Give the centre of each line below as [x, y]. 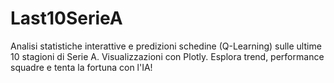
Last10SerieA [66, 18]
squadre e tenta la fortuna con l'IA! [81, 67]
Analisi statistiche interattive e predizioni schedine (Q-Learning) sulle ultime [166, 46]
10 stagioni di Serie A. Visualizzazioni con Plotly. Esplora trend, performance [167, 56]
